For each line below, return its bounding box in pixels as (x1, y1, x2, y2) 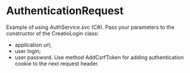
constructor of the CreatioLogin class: (6, 29, 99, 36)
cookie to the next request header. (14, 60, 99, 67)
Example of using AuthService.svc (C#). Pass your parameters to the (6, 24, 175, 31)
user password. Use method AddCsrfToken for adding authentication (14, 54, 184, 61)
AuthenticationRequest (6, 4, 123, 18)
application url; (14, 41, 52, 48)
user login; (14, 47, 42, 54)
